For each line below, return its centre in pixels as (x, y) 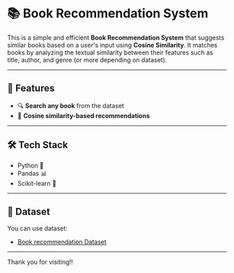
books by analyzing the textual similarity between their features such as (110, 52)
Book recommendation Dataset (62, 242)
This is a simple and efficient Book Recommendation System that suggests (116, 37)
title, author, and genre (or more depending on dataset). (87, 59)
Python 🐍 (30, 165)
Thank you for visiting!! (40, 262)
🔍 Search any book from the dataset (70, 105)
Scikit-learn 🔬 (37, 183)
